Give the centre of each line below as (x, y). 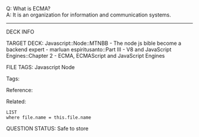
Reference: (20, 90)
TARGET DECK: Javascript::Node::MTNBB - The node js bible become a (94, 43)
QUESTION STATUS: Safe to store (47, 128)
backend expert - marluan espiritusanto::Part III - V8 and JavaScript (89, 49)
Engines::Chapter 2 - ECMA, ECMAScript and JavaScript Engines (86, 56)
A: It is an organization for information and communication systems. (89, 15)
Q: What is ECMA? (28, 9)
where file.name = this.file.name (49, 118)
